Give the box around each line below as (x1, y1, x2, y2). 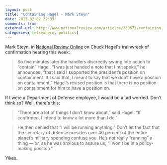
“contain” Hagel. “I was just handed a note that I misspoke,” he (17, 64, 146, 70)
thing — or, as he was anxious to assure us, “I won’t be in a (17, 140, 138, 146)
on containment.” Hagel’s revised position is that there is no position (17, 80, 157, 86)
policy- (139, 140, 154, 146)
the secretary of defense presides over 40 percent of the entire (17, 130, 148, 135)
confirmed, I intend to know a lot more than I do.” (17, 115, 118, 120)
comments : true (5, 21, 37, 26)
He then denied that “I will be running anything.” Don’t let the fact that (17, 124, 160, 130)
